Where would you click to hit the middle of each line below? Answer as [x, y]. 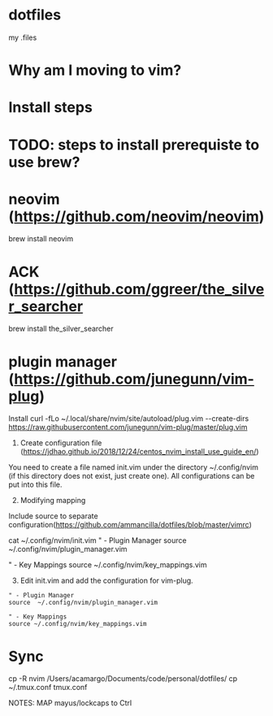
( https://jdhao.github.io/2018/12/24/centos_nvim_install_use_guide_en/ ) [139, 452]
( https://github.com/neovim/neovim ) [136, 216]
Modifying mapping [53, 501]
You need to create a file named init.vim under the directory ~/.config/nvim [133, 467]
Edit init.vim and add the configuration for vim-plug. [106, 581]
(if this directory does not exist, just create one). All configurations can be [132, 476]
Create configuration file [61, 443]
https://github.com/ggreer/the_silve [139, 289]
